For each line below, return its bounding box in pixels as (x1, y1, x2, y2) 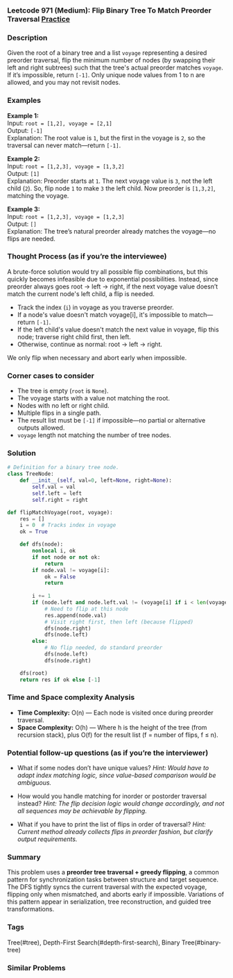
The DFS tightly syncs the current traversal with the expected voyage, (7, 883, 207, 891)
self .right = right (32, 496, 89, 503)
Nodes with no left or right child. (17, 402, 110, 410)
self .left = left (32, 489, 82, 497)
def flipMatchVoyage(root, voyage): (7, 509, 113, 516)
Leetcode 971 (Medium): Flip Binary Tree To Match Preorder (7, 6, 212, 15)
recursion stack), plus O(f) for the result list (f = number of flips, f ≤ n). (17, 731, 218, 739)
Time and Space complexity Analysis (7, 692, 135, 702)
